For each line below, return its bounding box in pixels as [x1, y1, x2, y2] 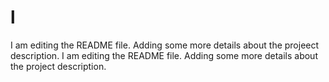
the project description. [10, 60, 107, 72]
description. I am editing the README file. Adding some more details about [10, 49, 318, 61]
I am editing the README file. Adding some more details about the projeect [10, 39, 320, 51]
